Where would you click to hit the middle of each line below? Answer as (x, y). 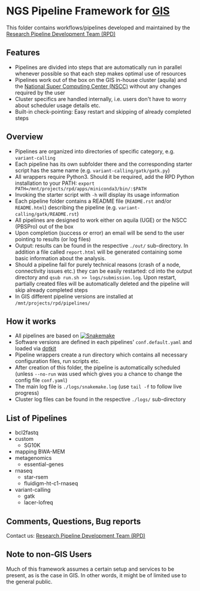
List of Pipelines (37, 418)
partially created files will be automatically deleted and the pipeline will (102, 284)
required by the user (40, 92)
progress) (27, 393)
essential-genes (44, 464)
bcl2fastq (27, 432)
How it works (31, 321)
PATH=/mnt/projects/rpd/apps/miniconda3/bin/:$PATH (81, 189)
